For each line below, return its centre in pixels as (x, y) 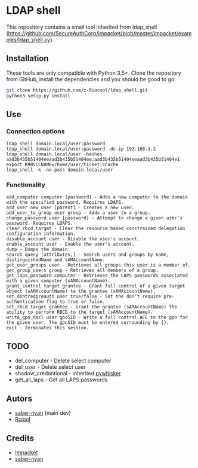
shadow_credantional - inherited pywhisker (68, 374)
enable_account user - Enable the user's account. (70, 244)
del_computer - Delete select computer (63, 361)
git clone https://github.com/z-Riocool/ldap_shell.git (77, 90)
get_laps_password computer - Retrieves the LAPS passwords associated (97, 276)
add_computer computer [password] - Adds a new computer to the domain (97, 197)
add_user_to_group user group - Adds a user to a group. (78, 213)
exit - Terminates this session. (48, 328)
